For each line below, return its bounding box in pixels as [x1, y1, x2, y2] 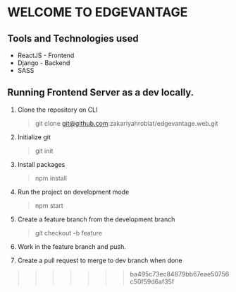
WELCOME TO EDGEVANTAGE [7, 4, 188, 21]
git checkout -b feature [35, 228, 103, 237]
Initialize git [17, 132, 51, 141]
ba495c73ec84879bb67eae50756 [130, 269, 230, 278]
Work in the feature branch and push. [17, 242, 127, 251]
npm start [35, 201, 63, 209]
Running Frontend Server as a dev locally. [7, 86, 194, 99]
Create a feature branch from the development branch [17, 215, 175, 223]
